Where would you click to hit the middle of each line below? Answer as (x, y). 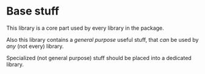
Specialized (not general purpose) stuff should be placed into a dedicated (99, 58)
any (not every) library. (35, 46)
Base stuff (33, 11)
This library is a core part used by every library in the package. (85, 28)
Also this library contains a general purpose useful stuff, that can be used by (103, 39)
